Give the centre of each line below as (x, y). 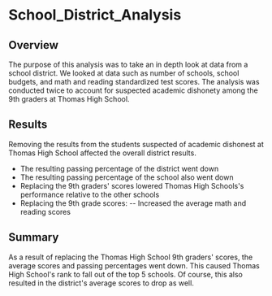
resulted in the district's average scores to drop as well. (101, 283)
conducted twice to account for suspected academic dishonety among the (133, 90)
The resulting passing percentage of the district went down (119, 168)
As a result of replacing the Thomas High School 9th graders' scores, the (131, 257)
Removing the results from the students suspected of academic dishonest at (136, 144)
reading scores (45, 211)
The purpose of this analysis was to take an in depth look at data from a (128, 64)
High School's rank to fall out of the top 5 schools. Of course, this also (126, 274)
